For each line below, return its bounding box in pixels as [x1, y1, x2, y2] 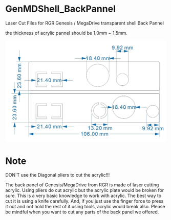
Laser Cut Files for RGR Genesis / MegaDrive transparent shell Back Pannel [5, 20, 164, 26]
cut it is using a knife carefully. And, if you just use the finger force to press [5, 198, 164, 204]
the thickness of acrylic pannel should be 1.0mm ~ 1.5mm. [5, 30, 128, 36]
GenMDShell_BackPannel [5, 3, 116, 15]
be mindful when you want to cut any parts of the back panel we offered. [5, 209, 159, 215]
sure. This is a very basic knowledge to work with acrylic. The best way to [5, 192, 162, 199]
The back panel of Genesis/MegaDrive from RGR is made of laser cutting [5, 182, 159, 188]
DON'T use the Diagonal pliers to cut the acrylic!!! [5, 172, 110, 178]
